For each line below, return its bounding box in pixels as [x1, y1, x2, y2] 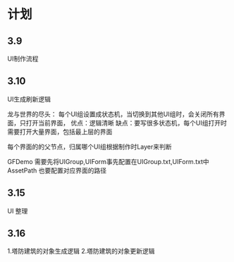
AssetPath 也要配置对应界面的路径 [7, 166, 107, 175]
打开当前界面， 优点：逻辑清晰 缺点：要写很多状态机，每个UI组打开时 [25, 118, 228, 127]
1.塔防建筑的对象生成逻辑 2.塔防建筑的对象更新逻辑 [7, 247, 155, 256]
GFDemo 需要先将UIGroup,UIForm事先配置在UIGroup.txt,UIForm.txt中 [7, 157, 209, 166]
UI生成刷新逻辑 [7, 94, 51, 103]
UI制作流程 [7, 54, 39, 63]
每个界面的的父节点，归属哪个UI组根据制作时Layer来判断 [7, 142, 172, 151]
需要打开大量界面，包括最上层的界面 [7, 127, 113, 136]
